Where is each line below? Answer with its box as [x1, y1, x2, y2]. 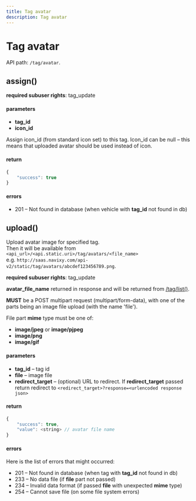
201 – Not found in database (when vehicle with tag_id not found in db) [14, 206, 188, 213]
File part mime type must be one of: [6, 315, 94, 322]
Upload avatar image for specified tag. [6, 238, 100, 245]
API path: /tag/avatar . [6, 59, 61, 66]
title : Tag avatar [6, 8, 51, 15]
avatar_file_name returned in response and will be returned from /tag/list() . [6, 286, 190, 293]
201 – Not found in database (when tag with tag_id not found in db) [14, 470, 178, 477]
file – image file [14, 371, 53, 378]
